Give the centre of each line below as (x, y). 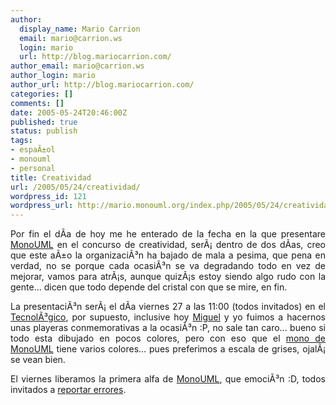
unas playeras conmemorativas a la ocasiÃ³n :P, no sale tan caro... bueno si (168, 328)
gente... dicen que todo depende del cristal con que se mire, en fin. (149, 287)
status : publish (44, 131)
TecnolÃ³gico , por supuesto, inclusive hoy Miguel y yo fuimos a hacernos (168, 317)
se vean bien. (38, 360)
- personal (33, 168)
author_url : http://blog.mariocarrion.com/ (102, 85)
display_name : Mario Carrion (80, 29)
